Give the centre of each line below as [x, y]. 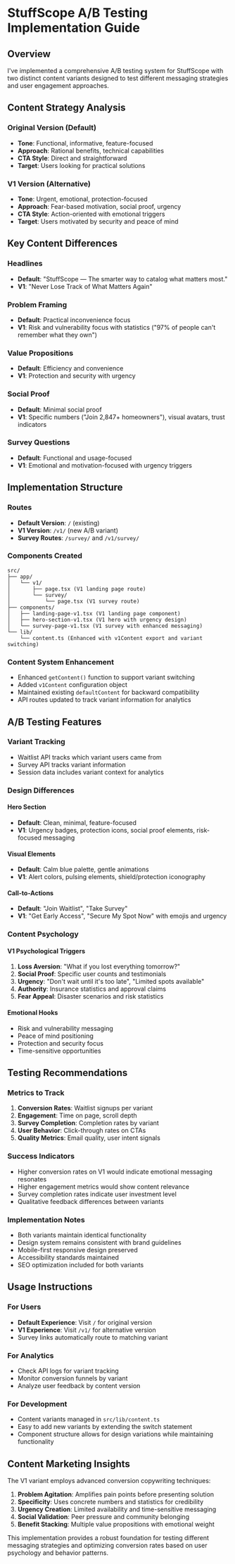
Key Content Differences [63, 244]
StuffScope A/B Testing [78, 13]
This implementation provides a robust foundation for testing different [108, 1538]
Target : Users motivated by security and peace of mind [98, 221]
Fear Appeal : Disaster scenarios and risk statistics [90, 996]
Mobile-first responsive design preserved [78, 1250]
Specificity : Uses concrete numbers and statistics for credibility [110, 1502]
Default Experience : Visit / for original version [85, 1322]
